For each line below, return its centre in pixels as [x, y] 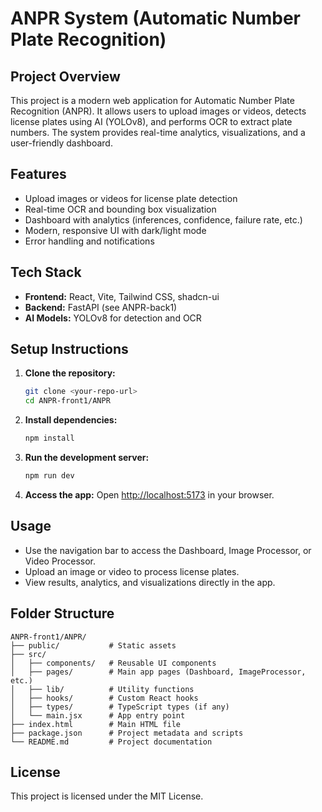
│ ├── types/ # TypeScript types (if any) [120, 707]
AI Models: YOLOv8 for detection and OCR [113, 318]
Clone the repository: [70, 373]
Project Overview [65, 76]
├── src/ [28, 654]
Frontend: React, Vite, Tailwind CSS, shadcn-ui [122, 296]
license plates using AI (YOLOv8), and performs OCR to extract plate [151, 121]
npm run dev [49, 476]
